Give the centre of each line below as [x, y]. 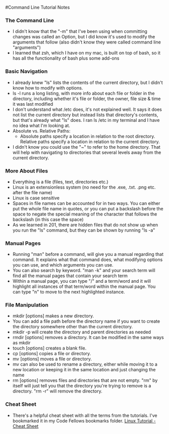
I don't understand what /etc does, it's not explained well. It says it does [87, 109]
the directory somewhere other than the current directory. [73, 327]
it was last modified [33, 104]
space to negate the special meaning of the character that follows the [85, 214]
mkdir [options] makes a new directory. [53, 316]
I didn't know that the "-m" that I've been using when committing [80, 31]
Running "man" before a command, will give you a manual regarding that [88, 254]
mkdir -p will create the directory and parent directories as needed [82, 332]
